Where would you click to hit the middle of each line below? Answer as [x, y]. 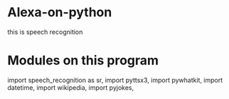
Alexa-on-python [60, 12]
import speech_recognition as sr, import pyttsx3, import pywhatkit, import [115, 80]
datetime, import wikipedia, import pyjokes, [71, 87]
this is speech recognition [45, 32]
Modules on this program [83, 60]
